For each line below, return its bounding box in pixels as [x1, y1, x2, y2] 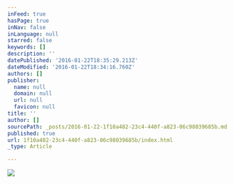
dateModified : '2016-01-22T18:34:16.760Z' [7, 63, 135, 71]
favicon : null [14, 103, 55, 111]
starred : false [7, 37, 53, 44]
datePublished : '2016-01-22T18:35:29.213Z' [7, 57, 139, 64]
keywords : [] [7, 44, 46, 51]
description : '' [7, 51, 55, 58]
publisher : [7, 76, 40, 84]
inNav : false [7, 24, 46, 31]
